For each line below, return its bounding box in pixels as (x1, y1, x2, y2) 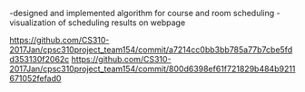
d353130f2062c (9, 54, 70, 64)
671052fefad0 (9, 73, 62, 84)
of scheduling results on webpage (57, 17, 186, 28)
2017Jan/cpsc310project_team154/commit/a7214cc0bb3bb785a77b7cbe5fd (9, 44, 293, 55)
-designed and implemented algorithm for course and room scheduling (9, 8, 275, 18)
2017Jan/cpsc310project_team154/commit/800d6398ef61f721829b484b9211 (9, 63, 296, 74)
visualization (9, 17, 56, 28)
